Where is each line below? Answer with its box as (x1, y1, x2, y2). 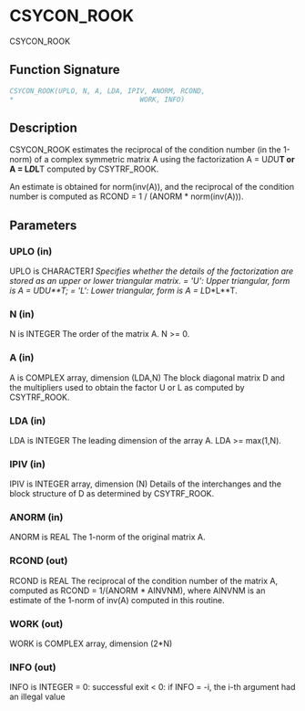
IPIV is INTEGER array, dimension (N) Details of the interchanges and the (9, 478, 282, 489)
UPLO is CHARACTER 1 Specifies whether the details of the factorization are (9, 266, 294, 277)
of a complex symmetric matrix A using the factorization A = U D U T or (34, 154, 295, 165)
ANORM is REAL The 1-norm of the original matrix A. (9, 531, 206, 543)
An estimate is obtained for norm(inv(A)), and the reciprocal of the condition (9, 182, 295, 193)
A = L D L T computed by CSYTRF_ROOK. (9, 163, 159, 174)
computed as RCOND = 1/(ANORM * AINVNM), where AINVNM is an (9, 585, 266, 596)
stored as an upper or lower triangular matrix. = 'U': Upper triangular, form (9, 276, 290, 286)
